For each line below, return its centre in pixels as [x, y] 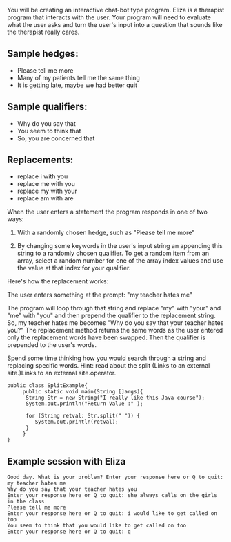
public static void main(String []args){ [83, 392]
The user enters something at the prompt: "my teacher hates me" [100, 295]
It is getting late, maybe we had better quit [77, 85]
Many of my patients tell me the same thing [78, 77]
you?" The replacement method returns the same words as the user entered [115, 330]
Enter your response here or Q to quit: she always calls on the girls [112, 496]
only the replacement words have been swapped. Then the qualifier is [106, 337]
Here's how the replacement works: [58, 281]
